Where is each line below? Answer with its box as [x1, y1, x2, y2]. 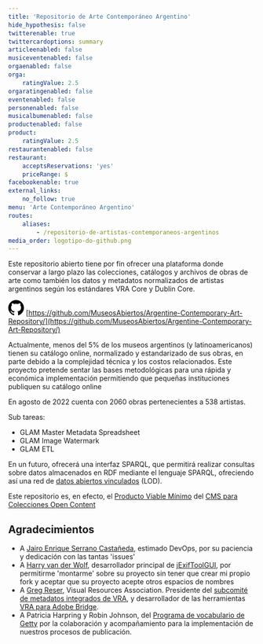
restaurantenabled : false [8, 145, 93, 153]
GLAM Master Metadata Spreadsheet [19, 428, 141, 437]
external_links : [8, 187, 61, 195]
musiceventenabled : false [8, 54, 93, 62]
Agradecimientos [8, 523, 95, 536]
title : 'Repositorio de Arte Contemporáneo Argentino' [8, 13, 192, 20]
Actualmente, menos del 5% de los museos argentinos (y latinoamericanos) [8, 340, 254, 350]
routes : [8, 212, 34, 219]
